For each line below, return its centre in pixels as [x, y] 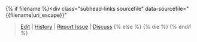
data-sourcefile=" [167, 9]
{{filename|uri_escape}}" [36, 15]
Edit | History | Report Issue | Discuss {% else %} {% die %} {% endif [106, 27]
